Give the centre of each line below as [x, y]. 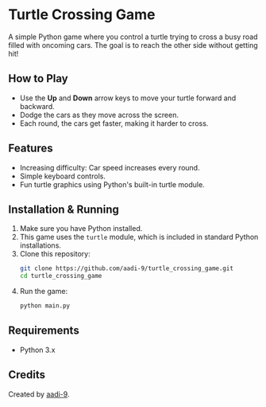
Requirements [44, 331]
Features [31, 149]
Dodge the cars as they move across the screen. [99, 115]
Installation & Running [64, 209]
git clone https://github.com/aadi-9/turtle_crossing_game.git [127, 268]
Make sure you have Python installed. [81, 229]
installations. [40, 245]
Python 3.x [37, 350]
